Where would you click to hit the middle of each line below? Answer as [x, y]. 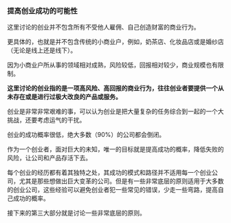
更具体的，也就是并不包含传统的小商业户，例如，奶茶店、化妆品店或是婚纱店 [115, 42]
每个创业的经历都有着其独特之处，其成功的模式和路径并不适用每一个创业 [109, 173]
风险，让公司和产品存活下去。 [49, 158]
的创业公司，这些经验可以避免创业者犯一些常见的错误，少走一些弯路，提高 [112, 190]
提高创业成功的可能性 [42, 10]
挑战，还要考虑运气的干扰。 [46, 120]
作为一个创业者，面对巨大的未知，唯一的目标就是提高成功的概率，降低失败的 [115, 149]
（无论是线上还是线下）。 [42, 50]
